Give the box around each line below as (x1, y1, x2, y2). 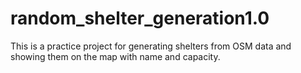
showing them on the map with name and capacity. (10, 50, 221, 62)
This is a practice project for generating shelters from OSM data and (10, 40, 292, 52)
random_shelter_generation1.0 (10, 7, 270, 30)
